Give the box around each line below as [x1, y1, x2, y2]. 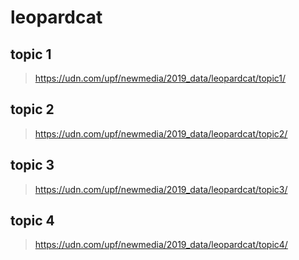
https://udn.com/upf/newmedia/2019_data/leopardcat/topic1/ [34, 72, 287, 84]
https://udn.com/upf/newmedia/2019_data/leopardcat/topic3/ [34, 183, 288, 195]
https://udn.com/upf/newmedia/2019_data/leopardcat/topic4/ [34, 239, 288, 251]
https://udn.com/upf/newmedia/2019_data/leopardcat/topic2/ [34, 127, 288, 140]
